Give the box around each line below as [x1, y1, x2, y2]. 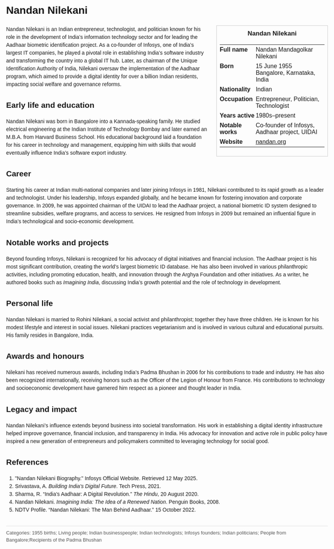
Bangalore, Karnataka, [256, 69, 316, 76]
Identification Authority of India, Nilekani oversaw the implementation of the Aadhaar [6, 65, 200, 72]
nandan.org [256, 138, 287, 145]
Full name [220, 46, 248, 53]
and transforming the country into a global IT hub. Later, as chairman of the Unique [6, 57, 198, 64]
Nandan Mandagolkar [256, 46, 314, 53]
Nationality [220, 86, 251, 93]
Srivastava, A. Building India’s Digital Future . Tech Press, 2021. [14, 482, 161, 490]
